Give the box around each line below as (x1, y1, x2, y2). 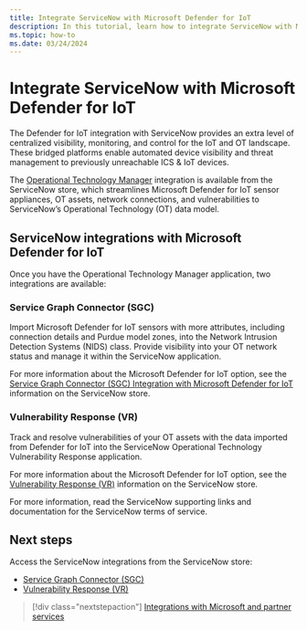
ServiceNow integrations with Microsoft (9, 230, 242, 246)
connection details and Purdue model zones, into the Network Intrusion (9, 331, 278, 342)
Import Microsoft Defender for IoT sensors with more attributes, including (9, 321, 285, 333)
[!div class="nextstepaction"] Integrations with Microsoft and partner (31, 602, 292, 613)
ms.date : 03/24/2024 (9, 38, 89, 48)
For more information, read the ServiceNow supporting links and (9, 496, 252, 507)
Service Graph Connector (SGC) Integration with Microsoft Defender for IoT (9, 378, 294, 389)
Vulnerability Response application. (9, 451, 143, 462)
